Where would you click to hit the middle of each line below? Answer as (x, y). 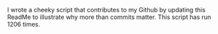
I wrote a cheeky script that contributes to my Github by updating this (107, 10)
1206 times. (24, 24)
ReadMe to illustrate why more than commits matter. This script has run (109, 17)
